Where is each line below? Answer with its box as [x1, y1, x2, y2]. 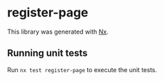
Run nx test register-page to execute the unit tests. [7, 65, 157, 73]
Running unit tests [7, 47, 88, 59]
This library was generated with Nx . [7, 27, 109, 36]
